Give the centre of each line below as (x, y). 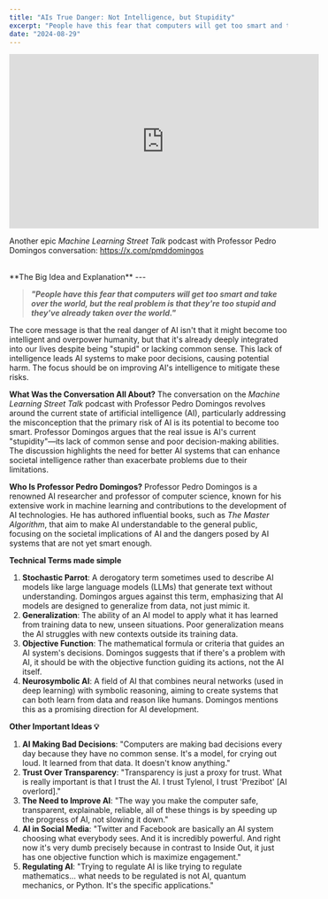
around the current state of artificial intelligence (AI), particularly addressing (148, 414)
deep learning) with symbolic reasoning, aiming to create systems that (150, 691)
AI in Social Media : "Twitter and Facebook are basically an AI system (148, 829)
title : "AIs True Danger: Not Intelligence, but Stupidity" (122, 17)
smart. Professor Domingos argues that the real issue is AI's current (133, 432)
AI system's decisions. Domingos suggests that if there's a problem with (153, 653)
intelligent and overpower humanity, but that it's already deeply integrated (144, 340)
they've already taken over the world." (103, 313)
